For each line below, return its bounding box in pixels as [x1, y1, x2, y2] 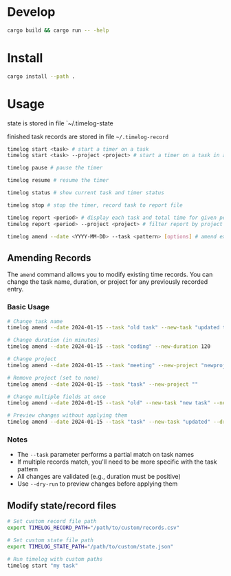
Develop [7, 4, 56, 20]
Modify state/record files [7, 500, 117, 511]
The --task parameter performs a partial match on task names [16, 451, 195, 459]
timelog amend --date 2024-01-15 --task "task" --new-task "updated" [7, 418, 211, 426]
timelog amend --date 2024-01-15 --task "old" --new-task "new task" [7, 400, 211, 407]
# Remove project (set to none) [7, 374, 100, 381]
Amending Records [7, 252, 91, 264]
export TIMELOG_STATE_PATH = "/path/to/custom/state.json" [7, 543, 174, 550]
